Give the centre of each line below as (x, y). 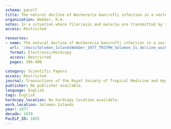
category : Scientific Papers (36, 71)
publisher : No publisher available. (44, 86)
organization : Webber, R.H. (35, 19)
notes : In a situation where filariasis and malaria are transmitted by (84, 24)
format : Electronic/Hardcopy (41, 52)
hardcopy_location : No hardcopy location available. (62, 100)
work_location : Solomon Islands (39, 105)
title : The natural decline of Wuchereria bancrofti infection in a (79, 15)
